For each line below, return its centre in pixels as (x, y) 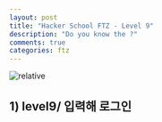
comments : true (38, 42)
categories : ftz (39, 51)
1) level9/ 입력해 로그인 (71, 106)
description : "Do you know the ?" (74, 34)
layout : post (34, 17)
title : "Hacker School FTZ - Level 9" (81, 26)
